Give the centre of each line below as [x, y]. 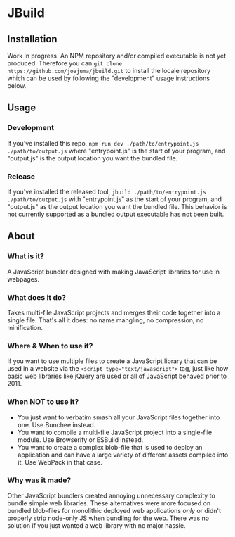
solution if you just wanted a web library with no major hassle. [96, 525]
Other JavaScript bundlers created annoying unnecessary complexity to [111, 495]
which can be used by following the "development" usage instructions [109, 78]
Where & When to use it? [50, 346]
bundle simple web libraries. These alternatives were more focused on [109, 503]
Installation [32, 39]
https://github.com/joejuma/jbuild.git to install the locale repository [109, 71]
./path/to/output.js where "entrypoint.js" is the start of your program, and [116, 151]
